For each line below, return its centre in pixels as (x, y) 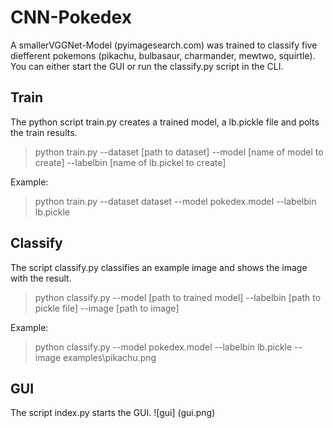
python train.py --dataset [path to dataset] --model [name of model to (179, 152)
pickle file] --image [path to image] (107, 308)
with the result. (41, 278)
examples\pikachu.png (109, 357)
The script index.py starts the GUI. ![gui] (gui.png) (113, 413)
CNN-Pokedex (71, 17)
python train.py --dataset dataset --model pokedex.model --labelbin (175, 201)
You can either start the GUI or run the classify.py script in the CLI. (147, 66)
